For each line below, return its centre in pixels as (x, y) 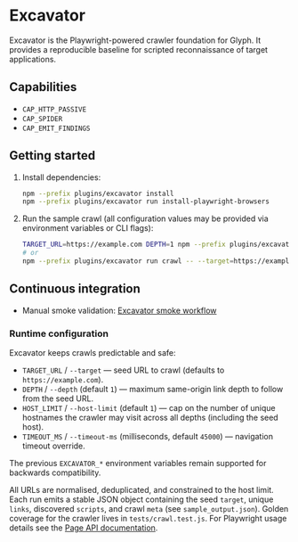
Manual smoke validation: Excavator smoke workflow (119, 310)
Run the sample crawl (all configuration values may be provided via (145, 218)
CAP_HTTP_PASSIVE (54, 109)
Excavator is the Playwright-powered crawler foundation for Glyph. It (135, 40)
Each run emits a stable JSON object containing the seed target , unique (141, 499)
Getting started (52, 156)
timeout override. (54, 446)
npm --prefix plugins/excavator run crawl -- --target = (128, 261)
